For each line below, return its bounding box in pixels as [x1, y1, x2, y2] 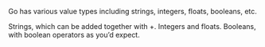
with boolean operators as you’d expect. [8, 31, 141, 39]
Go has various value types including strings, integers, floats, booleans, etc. [8, 7, 257, 16]
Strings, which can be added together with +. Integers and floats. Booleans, [8, 22, 256, 31]
